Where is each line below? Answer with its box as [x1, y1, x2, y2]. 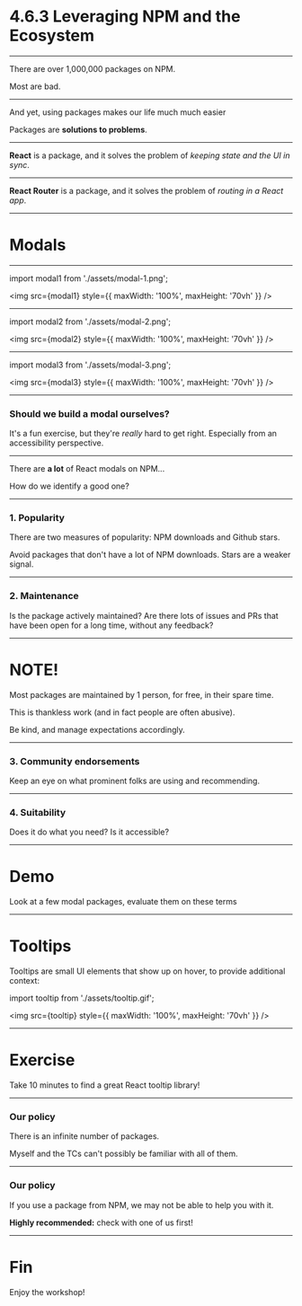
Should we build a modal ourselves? [9, 407, 171, 419]
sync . [9, 159, 30, 170]
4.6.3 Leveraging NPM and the [9, 6, 241, 27]
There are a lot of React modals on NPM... [9, 463, 165, 474]
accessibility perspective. [9, 437, 104, 448]
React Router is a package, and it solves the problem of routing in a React [9, 185, 284, 196]
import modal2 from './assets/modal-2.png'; [9, 316, 172, 327]
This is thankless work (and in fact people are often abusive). [9, 707, 235, 718]
